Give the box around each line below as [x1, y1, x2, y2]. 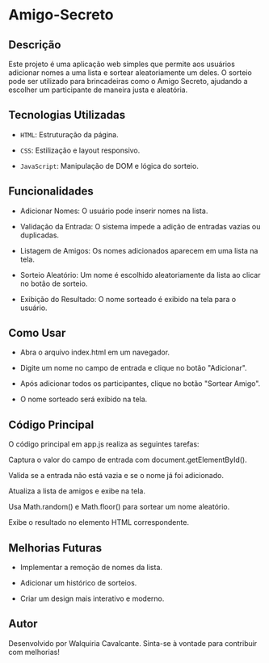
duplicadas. [19, 230, 59, 240]
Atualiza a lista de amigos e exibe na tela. [8, 486, 145, 496]
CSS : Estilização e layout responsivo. [19, 145, 141, 155]
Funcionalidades [8, 184, 95, 199]
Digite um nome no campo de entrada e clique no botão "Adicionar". [19, 363, 248, 373]
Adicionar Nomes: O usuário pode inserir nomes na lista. [19, 206, 208, 216]
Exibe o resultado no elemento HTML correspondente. [8, 518, 190, 527]
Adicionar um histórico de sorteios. [19, 578, 137, 588]
